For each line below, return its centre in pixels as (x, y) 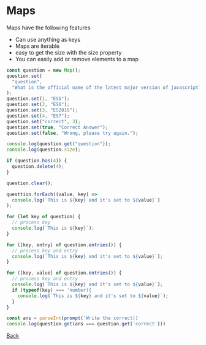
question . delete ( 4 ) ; (38, 167)
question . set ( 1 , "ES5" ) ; (38, 99)
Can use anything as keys (48, 39)
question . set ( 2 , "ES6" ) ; (38, 105)
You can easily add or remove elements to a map (77, 59)
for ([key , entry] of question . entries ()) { (64, 245)
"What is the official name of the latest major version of (90, 87)
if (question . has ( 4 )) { (37, 161)
